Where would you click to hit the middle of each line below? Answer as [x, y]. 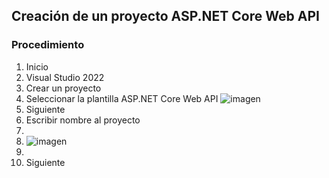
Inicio [37, 66]
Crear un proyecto [63, 88]
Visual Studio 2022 [65, 77]
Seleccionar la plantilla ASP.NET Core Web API [122, 98]
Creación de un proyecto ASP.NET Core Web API [165, 16]
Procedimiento [48, 45]
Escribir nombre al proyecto [83, 120]
